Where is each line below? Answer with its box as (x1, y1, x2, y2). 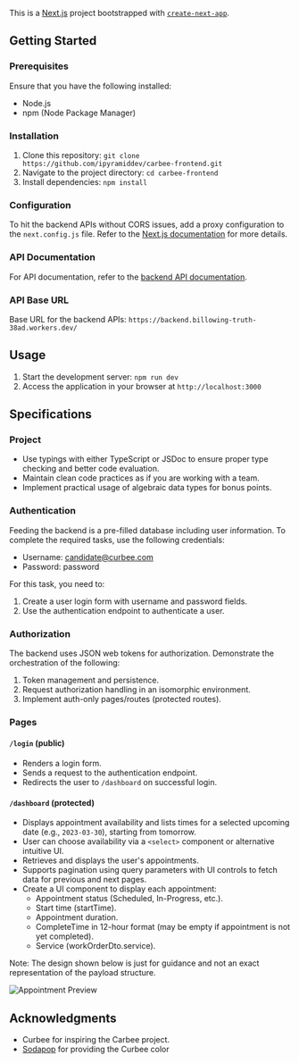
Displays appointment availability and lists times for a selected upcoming (21, 817, 290, 828)
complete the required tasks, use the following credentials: (9, 534, 225, 545)
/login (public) (9, 738, 65, 749)
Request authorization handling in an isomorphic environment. (21, 683, 252, 695)
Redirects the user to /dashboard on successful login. (21, 777, 218, 788)
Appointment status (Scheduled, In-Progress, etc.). (35, 893, 223, 904)
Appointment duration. (35, 912, 119, 923)
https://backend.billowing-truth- (128, 315, 257, 324)
